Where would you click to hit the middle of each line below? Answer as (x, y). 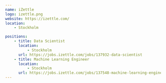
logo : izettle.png (24, 14)
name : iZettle (20, 10)
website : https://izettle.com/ (37, 19)
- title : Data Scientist (40, 41)
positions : (16, 37)
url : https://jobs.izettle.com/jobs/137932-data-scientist (80, 55)
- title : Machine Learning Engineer (52, 59)
